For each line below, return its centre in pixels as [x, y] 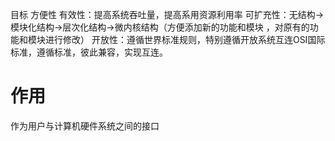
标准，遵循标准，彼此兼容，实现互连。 [89, 52]
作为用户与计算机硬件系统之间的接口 [85, 125]
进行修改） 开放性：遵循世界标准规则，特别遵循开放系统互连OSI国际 [185, 39]
